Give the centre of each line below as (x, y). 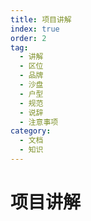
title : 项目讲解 (41, 19)
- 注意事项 (39, 122)
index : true (35, 29)
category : (31, 131)
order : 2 (28, 38)
